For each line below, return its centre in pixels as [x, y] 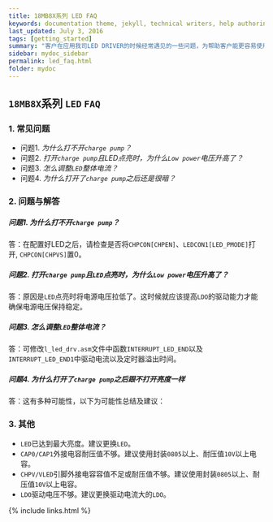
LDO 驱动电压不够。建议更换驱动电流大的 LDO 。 [95, 494]
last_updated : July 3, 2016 [56, 31]
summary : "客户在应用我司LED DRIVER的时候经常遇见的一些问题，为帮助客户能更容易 [133, 46]
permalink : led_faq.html [50, 62]
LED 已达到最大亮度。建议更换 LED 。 [78, 443]
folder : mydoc [32, 69]
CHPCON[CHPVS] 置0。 [52, 255]
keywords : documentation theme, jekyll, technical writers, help [121, 24]
